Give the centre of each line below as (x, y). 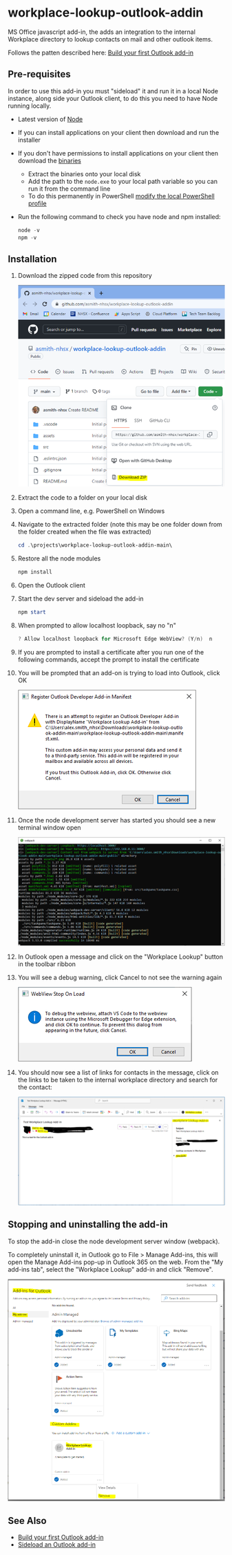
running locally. (30, 106)
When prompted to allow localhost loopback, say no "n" (97, 625)
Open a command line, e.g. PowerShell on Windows (91, 511)
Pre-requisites (39, 74)
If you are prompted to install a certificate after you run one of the (111, 652)
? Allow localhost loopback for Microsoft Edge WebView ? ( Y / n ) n (115, 639)
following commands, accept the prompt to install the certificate (108, 659)
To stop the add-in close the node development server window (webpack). (114, 1241)
